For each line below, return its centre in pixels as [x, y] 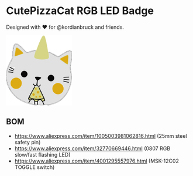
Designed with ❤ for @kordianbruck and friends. [65, 27]
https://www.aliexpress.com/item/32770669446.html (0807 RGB [92, 148]
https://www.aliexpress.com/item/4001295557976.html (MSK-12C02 [97, 161]
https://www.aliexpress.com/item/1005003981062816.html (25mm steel [101, 136]
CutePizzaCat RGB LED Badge [80, 11]
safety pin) [27, 142]
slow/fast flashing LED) [42, 154]
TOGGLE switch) [35, 167]
